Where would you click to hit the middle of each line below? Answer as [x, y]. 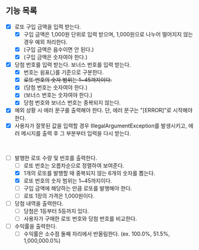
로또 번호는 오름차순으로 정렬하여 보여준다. [74, 165]
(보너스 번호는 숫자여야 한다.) [58, 95]
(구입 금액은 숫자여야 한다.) [56, 57]
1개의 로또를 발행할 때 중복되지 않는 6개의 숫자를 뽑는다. [89, 173]
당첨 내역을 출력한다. [39, 203]
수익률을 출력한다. [35, 226]
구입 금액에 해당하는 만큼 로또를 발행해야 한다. [78, 188]
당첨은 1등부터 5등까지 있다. [56, 211]
